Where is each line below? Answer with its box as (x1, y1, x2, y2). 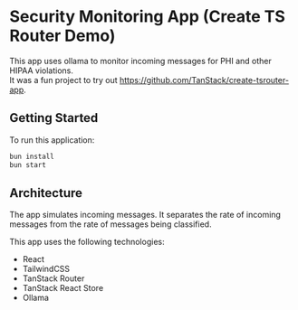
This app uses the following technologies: (9, 237, 165, 248)
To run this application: (9, 134, 95, 146)
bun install (9, 152, 54, 161)
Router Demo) (9, 25, 116, 46)
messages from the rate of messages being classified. (9, 219, 212, 230)
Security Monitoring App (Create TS (9, 6, 285, 27)
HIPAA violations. (9, 65, 74, 76)
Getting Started (9, 110, 99, 126)
